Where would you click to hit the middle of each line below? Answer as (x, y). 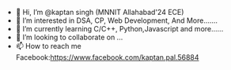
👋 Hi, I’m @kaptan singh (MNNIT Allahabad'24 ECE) (100, 12)
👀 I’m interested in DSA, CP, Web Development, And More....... (117, 20)
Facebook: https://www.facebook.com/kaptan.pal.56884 (107, 57)
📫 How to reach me (48, 46)
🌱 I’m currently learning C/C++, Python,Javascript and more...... (119, 29)
